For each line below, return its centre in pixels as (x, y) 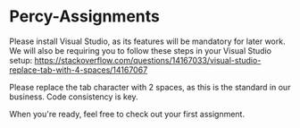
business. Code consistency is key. (74, 97)
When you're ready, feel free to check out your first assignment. (127, 114)
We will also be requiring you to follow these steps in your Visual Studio (141, 50)
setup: (21, 60)
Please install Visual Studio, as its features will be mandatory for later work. (147, 41)
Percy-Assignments (85, 17)
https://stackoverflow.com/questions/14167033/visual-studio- (148, 60)
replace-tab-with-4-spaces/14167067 (79, 70)
